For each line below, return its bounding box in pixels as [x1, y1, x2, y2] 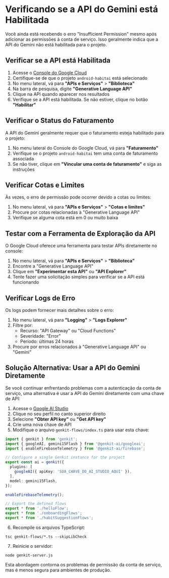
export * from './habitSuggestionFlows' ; [5, 516, 94, 521]
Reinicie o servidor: [12, 543, 53, 549]
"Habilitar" [12, 102, 36, 108]
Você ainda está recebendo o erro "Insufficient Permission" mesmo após [5, 31, 157, 37]
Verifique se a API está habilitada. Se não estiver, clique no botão [12, 96, 148, 102]
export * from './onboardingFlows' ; [5, 510, 82, 516]
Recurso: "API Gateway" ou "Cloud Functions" [20, 328, 116, 334]
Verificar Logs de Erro [5, 294, 76, 302]
